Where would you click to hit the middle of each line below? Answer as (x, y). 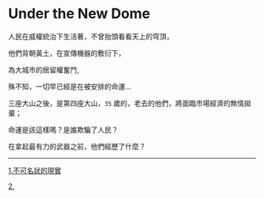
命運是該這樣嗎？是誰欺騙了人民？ (63, 130)
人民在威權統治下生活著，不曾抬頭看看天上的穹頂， (91, 36)
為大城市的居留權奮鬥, (44, 70)
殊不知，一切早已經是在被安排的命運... (70, 86)
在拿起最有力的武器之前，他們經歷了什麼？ (77, 146)
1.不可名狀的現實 (35, 170)
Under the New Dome (79, 14)
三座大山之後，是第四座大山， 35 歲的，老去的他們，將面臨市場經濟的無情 (126, 103)
